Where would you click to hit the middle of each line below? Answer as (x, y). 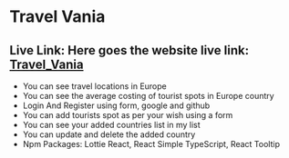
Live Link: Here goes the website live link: (129, 50)
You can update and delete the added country (109, 134)
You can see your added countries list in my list (111, 125)
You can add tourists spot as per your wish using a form (128, 115)
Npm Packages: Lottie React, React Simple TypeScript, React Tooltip (151, 144)
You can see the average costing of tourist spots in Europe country (149, 96)
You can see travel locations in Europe (94, 86)
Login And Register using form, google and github (116, 105)
